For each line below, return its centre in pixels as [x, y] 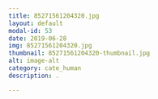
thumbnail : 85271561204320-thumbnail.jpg [79, 53]
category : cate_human [45, 68]
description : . [34, 76]
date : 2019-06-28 [38, 38]
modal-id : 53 [30, 31]
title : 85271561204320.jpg [54, 16]
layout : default [36, 23]
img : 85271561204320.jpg [50, 46]
